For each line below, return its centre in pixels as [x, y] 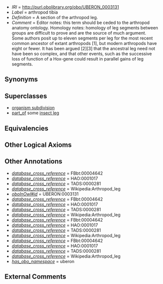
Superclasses [26, 96]
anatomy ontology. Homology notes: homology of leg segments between [85, 28]
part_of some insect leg [35, 113]
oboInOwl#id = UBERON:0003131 [45, 194]
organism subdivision [33, 108]
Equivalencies [26, 128]
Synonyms [21, 79]
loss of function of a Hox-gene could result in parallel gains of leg [78, 59]
